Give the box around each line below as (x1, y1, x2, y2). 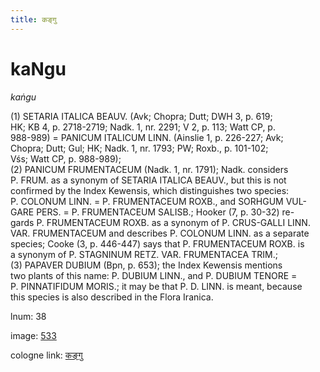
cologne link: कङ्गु (10, 349, 83, 361)
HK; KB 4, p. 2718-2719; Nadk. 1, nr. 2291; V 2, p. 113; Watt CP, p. (10, 121, 276, 133)
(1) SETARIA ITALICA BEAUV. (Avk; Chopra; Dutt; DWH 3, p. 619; (10, 110, 273, 122)
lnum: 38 (10, 310, 47, 322)
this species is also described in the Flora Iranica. (10, 291, 214, 303)
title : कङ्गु (10, 14, 57, 25)
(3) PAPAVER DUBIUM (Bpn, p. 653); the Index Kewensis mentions (10, 259, 283, 271)
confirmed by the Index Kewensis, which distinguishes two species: (10, 184, 290, 196)
